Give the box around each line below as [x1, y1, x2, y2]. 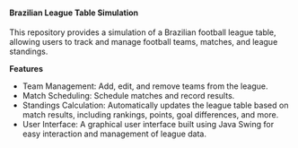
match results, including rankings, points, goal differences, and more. [22, 109, 279, 120]
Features [9, 64, 43, 74]
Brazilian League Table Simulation [9, 7, 139, 18]
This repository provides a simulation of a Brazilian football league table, [9, 27, 276, 38]
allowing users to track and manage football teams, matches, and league [9, 37, 278, 48]
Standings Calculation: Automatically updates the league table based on [22, 100, 289, 111]
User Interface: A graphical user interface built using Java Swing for [22, 119, 275, 130]
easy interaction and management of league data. [22, 128, 206, 139]
